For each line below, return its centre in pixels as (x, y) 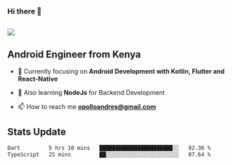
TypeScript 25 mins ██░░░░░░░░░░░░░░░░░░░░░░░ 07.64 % (109, 154)
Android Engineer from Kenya (74, 54)
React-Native (38, 79)
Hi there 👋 (25, 11)
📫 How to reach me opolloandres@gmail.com (87, 107)
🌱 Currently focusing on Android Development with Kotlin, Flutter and (121, 72)
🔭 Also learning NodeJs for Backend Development (91, 93)
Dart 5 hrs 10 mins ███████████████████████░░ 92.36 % (109, 148)
